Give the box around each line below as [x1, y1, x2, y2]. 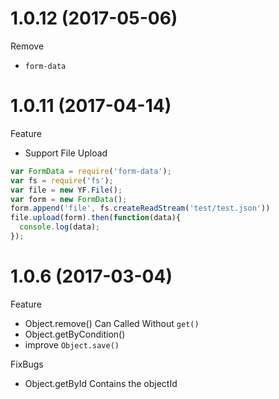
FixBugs [10, 358, 44, 370]
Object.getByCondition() [24, 328, 126, 340]
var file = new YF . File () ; [10, 185, 123, 195]
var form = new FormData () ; [10, 194, 128, 204]
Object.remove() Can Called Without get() [24, 317, 200, 329]
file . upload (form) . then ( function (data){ [10, 213, 182, 223]
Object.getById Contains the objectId [24, 377, 178, 389]
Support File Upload [24, 147, 108, 159]
